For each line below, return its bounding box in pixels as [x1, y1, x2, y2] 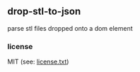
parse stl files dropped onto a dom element [7, 24, 133, 32]
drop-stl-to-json [7, 6, 81, 17]
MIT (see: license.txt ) [7, 57, 69, 66]
